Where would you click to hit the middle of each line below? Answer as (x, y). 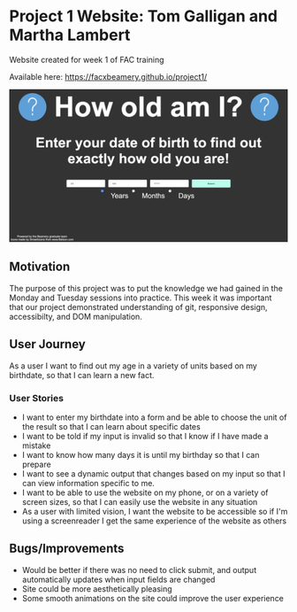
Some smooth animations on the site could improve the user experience (153, 598)
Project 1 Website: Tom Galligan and (144, 16)
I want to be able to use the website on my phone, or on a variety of (145, 492)
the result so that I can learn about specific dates (111, 426)
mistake (36, 445)
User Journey (47, 344)
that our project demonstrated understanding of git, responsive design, (138, 306)
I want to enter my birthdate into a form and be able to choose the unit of (154, 417)
